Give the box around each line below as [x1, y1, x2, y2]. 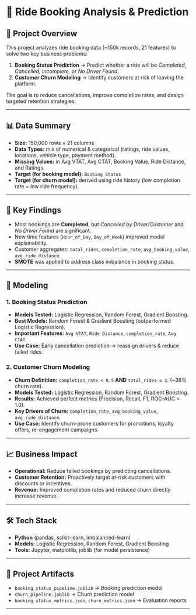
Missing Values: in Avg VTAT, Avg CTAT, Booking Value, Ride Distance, [14, 158, 186, 165]
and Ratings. [14, 164, 45, 171]
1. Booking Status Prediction [6, 298, 87, 306]
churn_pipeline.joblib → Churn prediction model [14, 590, 134, 598]
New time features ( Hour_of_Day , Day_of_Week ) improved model [14, 233, 165, 240]
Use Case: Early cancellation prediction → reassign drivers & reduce [14, 342, 180, 350]
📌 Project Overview [6, 29, 78, 39]
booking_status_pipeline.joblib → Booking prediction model [14, 585, 163, 592]
